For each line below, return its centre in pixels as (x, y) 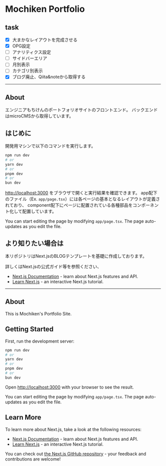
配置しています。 (39, 211)
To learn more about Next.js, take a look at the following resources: (73, 429)
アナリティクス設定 (32, 52)
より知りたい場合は (34, 243)
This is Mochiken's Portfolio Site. (39, 313)
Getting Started (29, 329)
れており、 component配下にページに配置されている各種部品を (69, 205)
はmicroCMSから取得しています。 (40, 116)
